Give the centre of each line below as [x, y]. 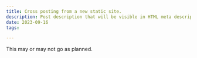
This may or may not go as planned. [49, 49]
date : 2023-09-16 [27, 22]
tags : [13, 28]
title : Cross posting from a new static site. [64, 11]
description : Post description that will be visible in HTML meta [89, 17]
